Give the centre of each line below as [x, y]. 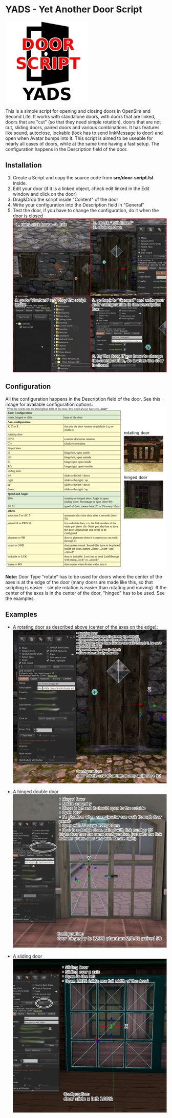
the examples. [20, 598]
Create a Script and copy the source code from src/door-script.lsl [83, 177]
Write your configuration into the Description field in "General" [78, 205]
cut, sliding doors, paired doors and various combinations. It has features [82, 127]
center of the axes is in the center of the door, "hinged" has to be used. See [85, 593]
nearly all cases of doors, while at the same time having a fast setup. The [82, 143]
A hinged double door [36, 791]
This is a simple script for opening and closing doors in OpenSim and [78, 111]
